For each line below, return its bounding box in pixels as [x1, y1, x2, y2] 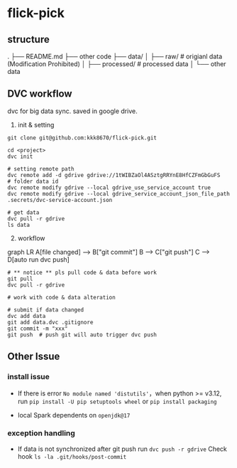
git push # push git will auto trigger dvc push [7, 331, 158, 339]
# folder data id [7, 178, 59, 185]
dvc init [7, 153, 33, 160]
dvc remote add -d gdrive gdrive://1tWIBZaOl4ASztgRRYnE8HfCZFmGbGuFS [7, 171, 221, 179]
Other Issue [7, 351, 60, 363]
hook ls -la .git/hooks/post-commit [17, 452, 127, 460]
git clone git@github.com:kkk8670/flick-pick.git [7, 134, 158, 142]
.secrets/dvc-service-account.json [7, 196, 113, 203]
